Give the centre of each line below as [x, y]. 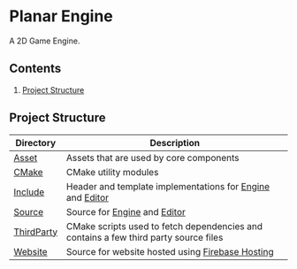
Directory [36, 142]
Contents [35, 69]
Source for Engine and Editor [126, 211]
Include [29, 192]
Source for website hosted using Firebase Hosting [170, 251]
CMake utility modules [112, 172]
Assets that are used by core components [153, 158]
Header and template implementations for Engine [168, 186]
